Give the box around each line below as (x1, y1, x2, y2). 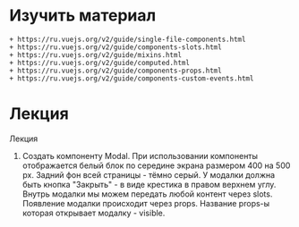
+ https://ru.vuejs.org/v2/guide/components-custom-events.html (9, 73, 254, 83)
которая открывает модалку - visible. (21, 207, 166, 218)
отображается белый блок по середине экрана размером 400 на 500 (21, 160, 291, 171)
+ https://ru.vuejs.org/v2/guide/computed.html (9, 58, 191, 67)
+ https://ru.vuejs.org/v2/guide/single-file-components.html (9, 35, 246, 44)
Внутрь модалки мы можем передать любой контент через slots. (21, 189, 273, 199)
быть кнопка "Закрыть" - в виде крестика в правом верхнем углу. (21, 179, 277, 189)
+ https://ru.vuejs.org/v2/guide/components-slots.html (9, 42, 222, 52)
